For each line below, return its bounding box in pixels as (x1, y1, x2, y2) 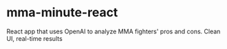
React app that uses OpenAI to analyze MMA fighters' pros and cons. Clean (6, 27, 221, 35)
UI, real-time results (6, 34, 63, 42)
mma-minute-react (6, 5, 118, 20)
